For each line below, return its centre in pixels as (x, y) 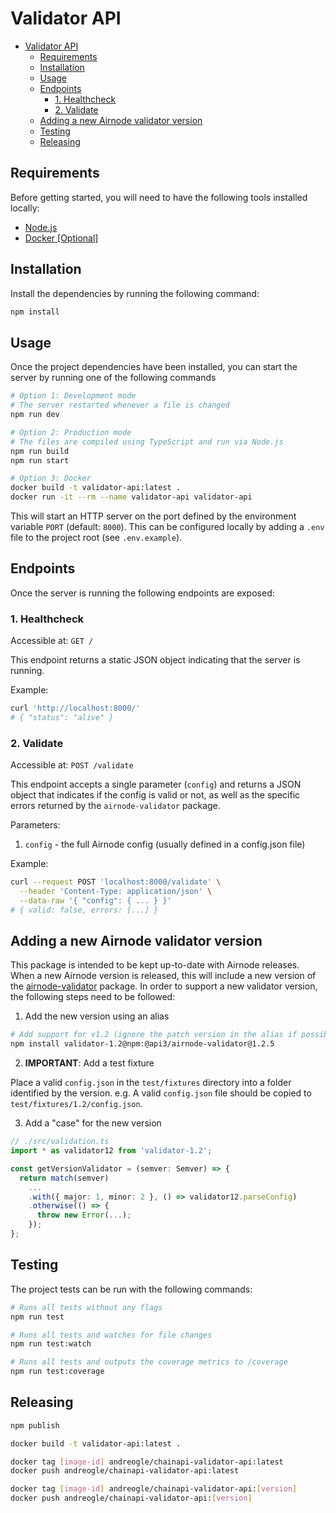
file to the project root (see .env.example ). (96, 537)
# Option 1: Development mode (73, 396)
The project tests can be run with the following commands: (131, 1289)
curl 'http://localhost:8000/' (75, 708)
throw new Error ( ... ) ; (84, 1215)
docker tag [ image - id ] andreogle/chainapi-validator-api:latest (147, 1462)
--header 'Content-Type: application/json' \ (116, 892)
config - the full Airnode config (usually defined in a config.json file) (165, 844)
